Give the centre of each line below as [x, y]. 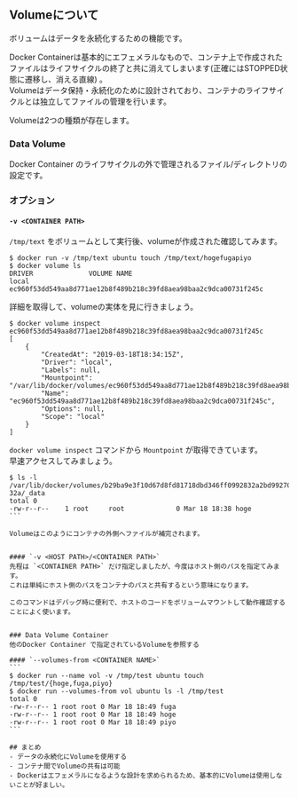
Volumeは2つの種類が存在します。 [72, 120]
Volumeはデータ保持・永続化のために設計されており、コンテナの [128, 90]
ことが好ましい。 [42, 785]
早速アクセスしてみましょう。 [63, 461]
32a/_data [27, 493]
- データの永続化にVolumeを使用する [68, 757]
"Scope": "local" [73, 417]
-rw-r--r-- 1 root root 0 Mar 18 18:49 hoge [93, 715]
